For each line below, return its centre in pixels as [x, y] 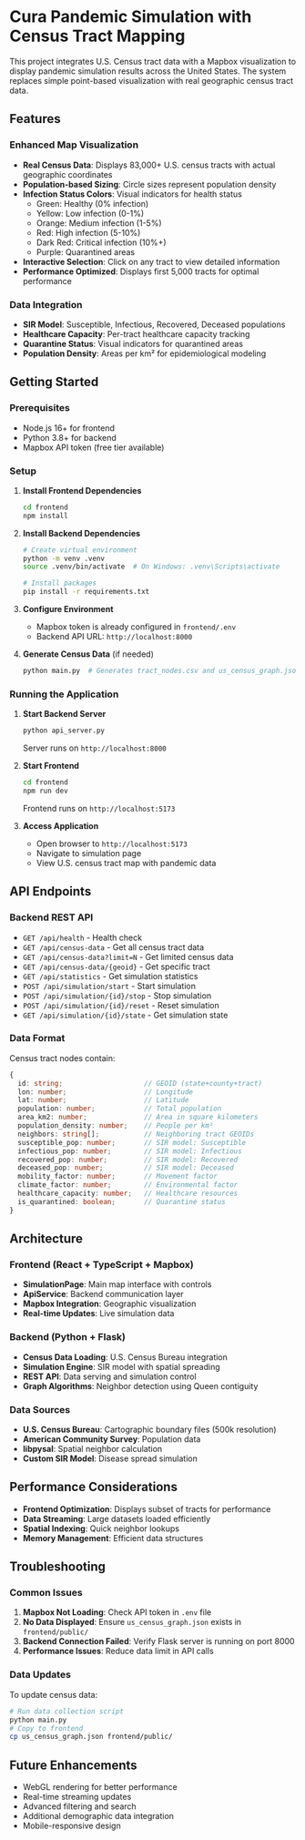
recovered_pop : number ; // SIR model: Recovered [128, 1160]
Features [35, 119]
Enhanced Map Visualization [74, 145]
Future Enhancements [74, 1765]
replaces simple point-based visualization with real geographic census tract [152, 80]
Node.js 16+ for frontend [69, 428]
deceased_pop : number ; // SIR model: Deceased [126, 1168]
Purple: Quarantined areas [86, 251]
